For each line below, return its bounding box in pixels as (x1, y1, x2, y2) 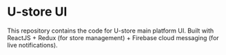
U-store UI (7, 4, 68, 20)
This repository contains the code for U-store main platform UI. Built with (7, 26, 214, 35)
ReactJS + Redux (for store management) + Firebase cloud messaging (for (7, 33, 219, 41)
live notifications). (7, 41, 58, 49)
